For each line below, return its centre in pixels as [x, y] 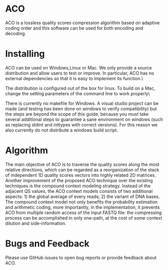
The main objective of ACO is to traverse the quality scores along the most [82, 164]
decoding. [16, 33]
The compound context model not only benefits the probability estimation [81, 201]
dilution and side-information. [36, 223]
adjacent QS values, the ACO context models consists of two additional [79, 191]
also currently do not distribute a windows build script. [62, 130]
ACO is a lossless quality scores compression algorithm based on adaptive [82, 23]
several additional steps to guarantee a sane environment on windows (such [84, 119]
